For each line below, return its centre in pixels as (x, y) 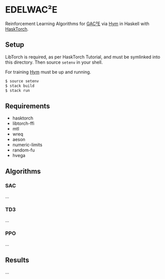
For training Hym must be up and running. (48, 72)
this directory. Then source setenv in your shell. (54, 62)
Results (17, 260)
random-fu (23, 150)
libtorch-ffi (23, 123)
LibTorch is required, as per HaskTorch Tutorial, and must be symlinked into (83, 57)
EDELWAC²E (31, 10)
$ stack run (17, 90)
